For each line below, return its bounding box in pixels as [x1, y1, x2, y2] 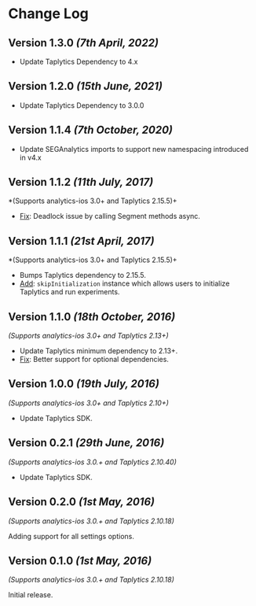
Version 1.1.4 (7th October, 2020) [8, 124, 173, 137]
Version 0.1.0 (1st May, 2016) [8, 554, 152, 567]
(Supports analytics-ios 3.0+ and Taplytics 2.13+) [8, 331, 169, 341]
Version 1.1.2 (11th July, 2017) [8, 176, 154, 189]
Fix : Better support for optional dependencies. [19, 355, 169, 364]
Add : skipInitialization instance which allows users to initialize [19, 279, 230, 288]
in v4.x [19, 153, 42, 162]
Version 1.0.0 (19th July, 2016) [8, 377, 159, 390]
